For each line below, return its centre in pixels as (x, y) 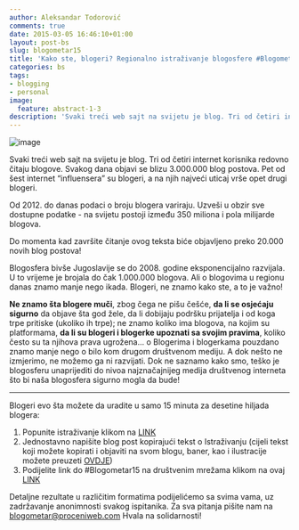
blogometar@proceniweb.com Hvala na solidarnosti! (105, 516)
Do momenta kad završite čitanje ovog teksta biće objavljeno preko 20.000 (146, 241)
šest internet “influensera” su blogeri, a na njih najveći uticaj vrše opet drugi (148, 178)
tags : (19, 76)
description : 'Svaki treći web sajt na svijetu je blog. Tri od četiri (145, 117)
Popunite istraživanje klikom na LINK (89, 432)
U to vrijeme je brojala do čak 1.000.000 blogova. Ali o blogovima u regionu (147, 278)
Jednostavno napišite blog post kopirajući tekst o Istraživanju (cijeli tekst (155, 442)
